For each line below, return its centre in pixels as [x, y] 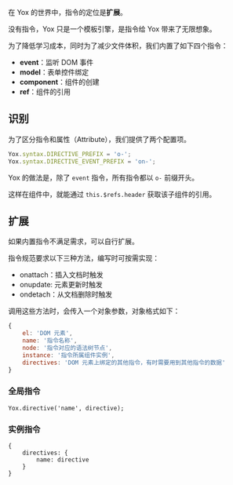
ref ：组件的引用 [45, 92]
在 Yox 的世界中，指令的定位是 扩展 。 [68, 12]
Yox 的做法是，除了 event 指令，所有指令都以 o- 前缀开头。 [103, 177]
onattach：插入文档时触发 [61, 275]
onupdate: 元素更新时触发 [61, 285]
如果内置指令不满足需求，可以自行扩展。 [73, 242]
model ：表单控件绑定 [54, 72]
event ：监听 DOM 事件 [56, 62]
